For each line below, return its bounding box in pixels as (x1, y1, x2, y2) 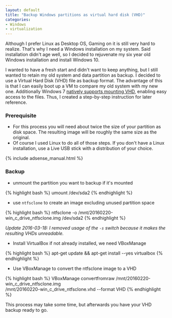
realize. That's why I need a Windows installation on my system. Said (5, 46, 151, 52)
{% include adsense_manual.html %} (5, 155, 83, 162)
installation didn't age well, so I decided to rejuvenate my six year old (5, 52, 151, 58)
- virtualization (5, 27, 42, 32)
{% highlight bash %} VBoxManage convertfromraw (5, 275, 115, 281)
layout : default (5, 7, 40, 13)
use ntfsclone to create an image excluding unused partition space (12, 199, 155, 206)
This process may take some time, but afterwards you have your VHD (5, 301, 152, 307)
